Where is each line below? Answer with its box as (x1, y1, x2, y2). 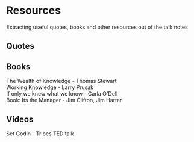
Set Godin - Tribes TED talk (6, 130, 74, 137)
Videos (6, 114, 34, 124)
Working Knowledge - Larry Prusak (6, 84, 94, 91)
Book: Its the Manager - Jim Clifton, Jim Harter (6, 97, 122, 104)
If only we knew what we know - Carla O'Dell (6, 90, 118, 97)
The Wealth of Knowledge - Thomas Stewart (6, 78, 117, 85)
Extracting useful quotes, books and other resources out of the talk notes (6, 23, 188, 31)
